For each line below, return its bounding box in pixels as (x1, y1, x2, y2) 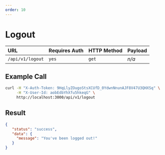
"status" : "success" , (12, 126, 57, 131)
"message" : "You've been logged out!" (16, 136, 98, 141)
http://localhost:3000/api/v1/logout (16, 95, 95, 100)
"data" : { (12, 131, 33, 136)
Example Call (5, 72, 47, 80)
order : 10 (5, 7, 26, 12)
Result (5, 108, 26, 117)
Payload (127, 47, 147, 54)
